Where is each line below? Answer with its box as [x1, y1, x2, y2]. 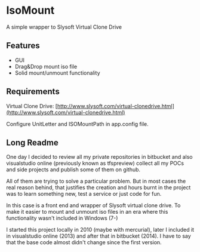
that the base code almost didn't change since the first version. [6, 239, 162, 246]
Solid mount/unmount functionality [14, 69, 100, 76]
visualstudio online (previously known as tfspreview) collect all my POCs [6, 159, 184, 167]
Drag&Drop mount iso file [14, 63, 78, 70]
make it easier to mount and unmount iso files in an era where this [6, 208, 168, 216]
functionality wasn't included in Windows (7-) [6, 214, 118, 222]
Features [6, 41, 40, 51]
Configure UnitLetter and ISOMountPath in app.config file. [6, 120, 149, 127]
